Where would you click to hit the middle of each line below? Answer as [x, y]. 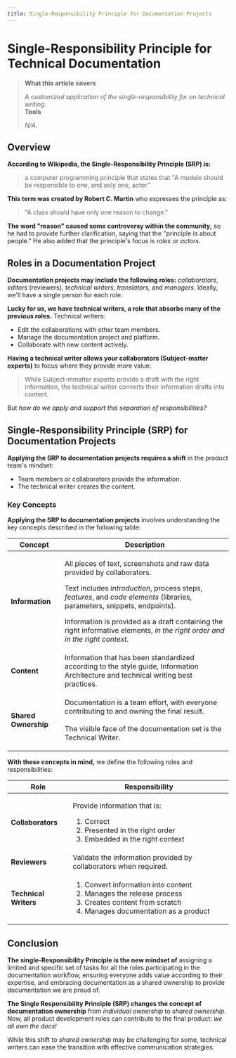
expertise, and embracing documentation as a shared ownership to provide [116, 983]
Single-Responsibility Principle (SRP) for [98, 430]
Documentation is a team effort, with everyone [141, 702]
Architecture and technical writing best [129, 676]
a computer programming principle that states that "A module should [124, 178]
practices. [81, 684]
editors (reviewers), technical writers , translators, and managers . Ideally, [113, 288]
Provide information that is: [117, 806]
